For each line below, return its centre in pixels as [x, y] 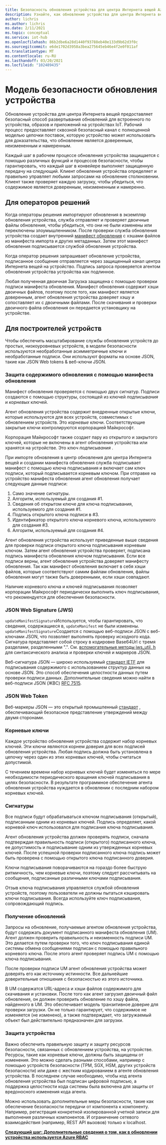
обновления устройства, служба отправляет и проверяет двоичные [77, 220]
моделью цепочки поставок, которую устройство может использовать [80, 135]
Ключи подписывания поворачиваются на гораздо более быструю [76, 868]
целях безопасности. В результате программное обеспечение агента [79, 782]
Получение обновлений [35, 916]
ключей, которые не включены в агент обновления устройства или [76, 442]
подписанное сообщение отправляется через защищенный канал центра [83, 261]
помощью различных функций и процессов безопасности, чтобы [74, 161]
